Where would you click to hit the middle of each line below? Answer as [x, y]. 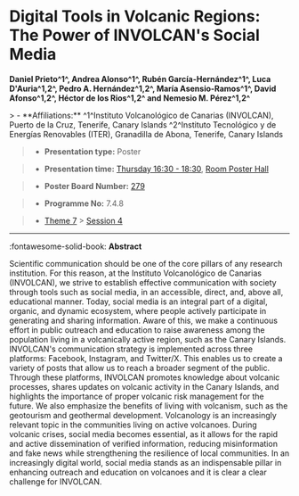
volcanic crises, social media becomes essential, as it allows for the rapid [144, 434]
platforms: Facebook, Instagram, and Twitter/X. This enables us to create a [146, 358]
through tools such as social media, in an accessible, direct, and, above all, [146, 292]
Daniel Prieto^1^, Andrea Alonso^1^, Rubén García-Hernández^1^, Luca [140, 79]
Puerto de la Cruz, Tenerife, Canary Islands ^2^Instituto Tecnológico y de [143, 124]
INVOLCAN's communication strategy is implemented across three [131, 349]
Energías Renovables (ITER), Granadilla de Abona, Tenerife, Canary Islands [146, 134]
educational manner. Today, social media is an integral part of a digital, [139, 302]
